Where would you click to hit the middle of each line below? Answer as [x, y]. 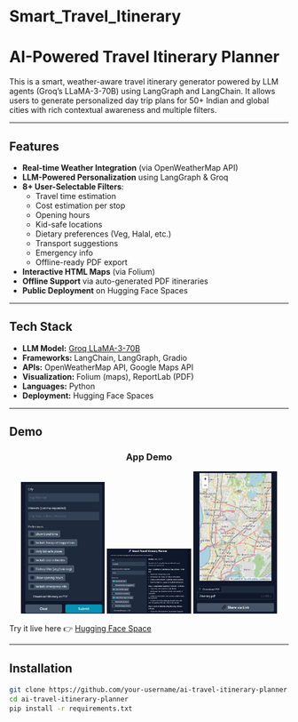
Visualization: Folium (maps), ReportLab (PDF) [108, 376]
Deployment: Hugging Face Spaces [88, 395]
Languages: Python [59, 386]
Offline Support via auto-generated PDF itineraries [115, 281]
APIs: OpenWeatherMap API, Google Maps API [107, 367]
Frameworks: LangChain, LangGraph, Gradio [105, 357]
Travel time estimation [76, 196]
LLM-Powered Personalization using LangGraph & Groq [125, 177]
